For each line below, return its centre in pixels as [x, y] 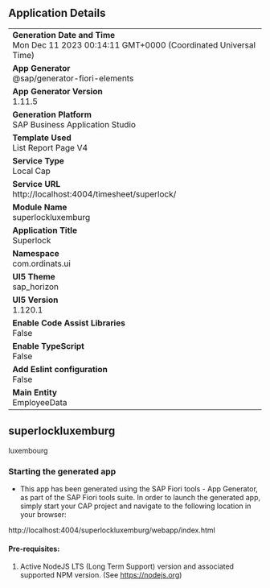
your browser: [43, 514]
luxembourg [28, 450]
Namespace [36, 253]
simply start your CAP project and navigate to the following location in [135, 506]
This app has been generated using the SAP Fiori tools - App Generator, [139, 489]
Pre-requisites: [34, 549]
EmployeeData [40, 402]
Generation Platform [52, 114]
